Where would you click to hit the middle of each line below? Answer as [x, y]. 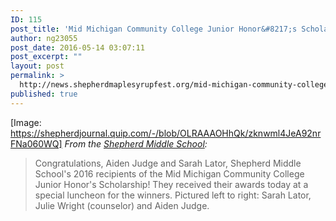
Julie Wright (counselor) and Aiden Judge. [122, 205]
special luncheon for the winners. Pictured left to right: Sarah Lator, [173, 195]
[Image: [26, 122]
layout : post [37, 66]
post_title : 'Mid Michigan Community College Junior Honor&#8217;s [154, 29]
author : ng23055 [44, 38]
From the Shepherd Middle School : [136, 143]
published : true [44, 94]
